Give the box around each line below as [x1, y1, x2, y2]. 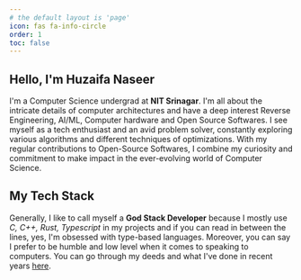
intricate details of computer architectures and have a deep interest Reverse [9, 105, 291, 116]
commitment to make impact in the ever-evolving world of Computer [9, 153, 263, 164]
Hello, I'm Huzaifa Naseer [9, 71, 155, 86]
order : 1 [9, 30, 42, 39]
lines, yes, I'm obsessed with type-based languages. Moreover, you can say [9, 231, 291, 242]
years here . [9, 260, 52, 271]
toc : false [9, 38, 50, 48]
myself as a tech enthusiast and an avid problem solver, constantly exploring [9, 124, 293, 135]
